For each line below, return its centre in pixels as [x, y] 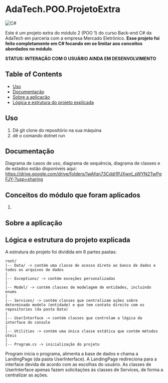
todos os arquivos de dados [35, 270]
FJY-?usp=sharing [24, 179]
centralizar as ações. [27, 375]
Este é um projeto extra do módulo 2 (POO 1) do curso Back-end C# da [78, 33]
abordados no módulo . [29, 49]
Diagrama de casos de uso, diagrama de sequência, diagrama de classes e [83, 163]
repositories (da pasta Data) [37, 309]
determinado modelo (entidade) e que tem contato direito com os [75, 305]
